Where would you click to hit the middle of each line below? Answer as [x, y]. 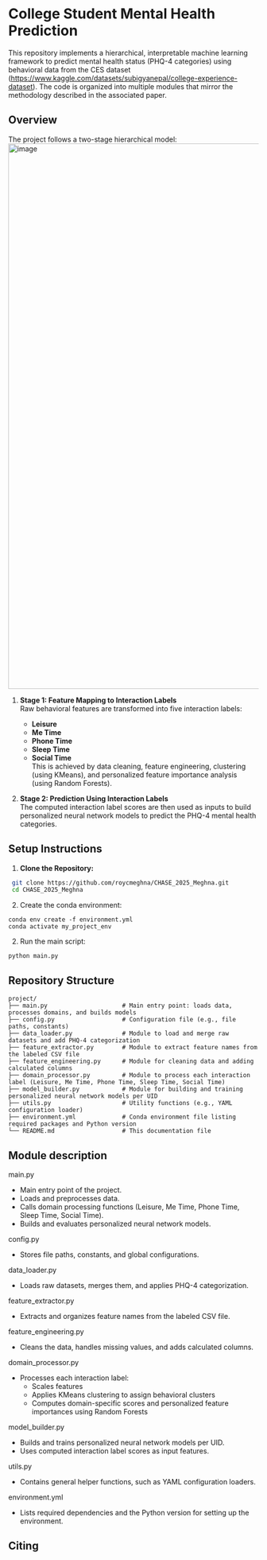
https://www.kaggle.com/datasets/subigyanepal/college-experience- [124, 78]
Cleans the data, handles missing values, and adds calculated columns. [137, 1347]
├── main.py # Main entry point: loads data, [120, 1006]
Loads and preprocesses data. [70, 1198]
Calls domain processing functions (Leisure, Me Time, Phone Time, [130, 1207]
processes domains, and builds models [72, 1013]
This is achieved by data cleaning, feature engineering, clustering [139, 766]
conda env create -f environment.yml [71, 920]
